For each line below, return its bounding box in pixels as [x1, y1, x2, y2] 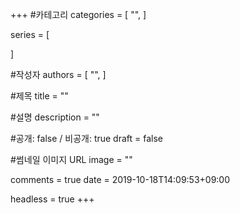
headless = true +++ [10, 193, 95, 205]
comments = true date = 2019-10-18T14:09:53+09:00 [10, 174, 231, 185]
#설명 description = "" [10, 111, 100, 123]
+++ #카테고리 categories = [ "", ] [10, 9, 147, 20]
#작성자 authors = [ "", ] [10, 69, 107, 80]
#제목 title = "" [10, 90, 69, 102]
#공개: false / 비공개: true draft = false [10, 133, 164, 144]
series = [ [10, 29, 50, 40]
